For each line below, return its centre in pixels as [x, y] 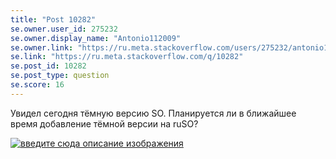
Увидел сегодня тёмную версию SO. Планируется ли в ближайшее [153, 113]
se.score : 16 [37, 85]
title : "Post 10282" [53, 19]
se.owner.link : [42, 47]
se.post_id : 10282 [48, 66]
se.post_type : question [60, 76]
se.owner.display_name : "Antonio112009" [96, 38]
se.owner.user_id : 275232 [64, 29]
